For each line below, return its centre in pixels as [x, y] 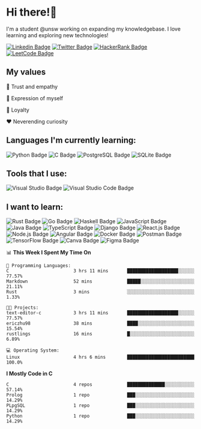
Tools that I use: [37, 173]
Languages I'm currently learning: [71, 140]
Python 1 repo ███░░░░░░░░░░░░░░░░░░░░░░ [100, 416]
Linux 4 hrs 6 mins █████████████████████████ [100, 357]
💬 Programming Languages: [38, 266]
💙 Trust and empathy [32, 86]
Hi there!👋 [31, 12]
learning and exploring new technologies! [58, 35]
